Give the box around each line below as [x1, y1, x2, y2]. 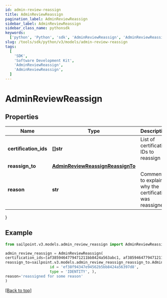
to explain [140, 177, 163, 183]
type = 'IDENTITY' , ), [49, 269, 97, 274]
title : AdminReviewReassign [5, 12, 64, 17]
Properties [5, 113, 39, 121]
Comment [140, 171, 164, 178]
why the [140, 183, 159, 190]
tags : [5, 44, 16, 49]
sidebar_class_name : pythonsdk [5, 26, 70, 31]
